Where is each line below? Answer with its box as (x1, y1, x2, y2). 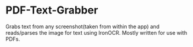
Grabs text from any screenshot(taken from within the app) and (5, 23, 160, 30)
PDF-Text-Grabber (5, 4, 98, 17)
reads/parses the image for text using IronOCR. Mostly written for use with (5, 29, 188, 36)
